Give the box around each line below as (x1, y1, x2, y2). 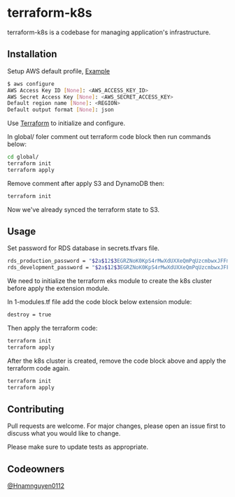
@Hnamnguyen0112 (7, 482, 65, 490)
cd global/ (7, 154, 39, 161)
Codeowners (7, 463, 65, 475)
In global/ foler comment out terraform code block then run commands (7, 133, 211, 141)
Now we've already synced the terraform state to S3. (7, 205, 159, 214)
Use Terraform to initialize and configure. (7, 119, 126, 127)
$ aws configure (7, 80, 55, 87)
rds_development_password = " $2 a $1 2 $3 (7, 264, 120, 271)
